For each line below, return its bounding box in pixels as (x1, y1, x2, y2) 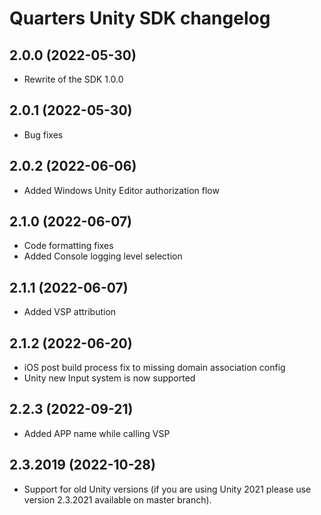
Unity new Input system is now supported (23, 372, 196, 384)
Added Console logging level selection (23, 250, 183, 262)
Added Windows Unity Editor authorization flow (23, 184, 220, 196)
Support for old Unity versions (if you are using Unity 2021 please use (23, 483, 312, 495)
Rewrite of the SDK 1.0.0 (23, 73, 124, 85)
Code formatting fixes (23, 240, 114, 252)
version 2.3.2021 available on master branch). (23, 493, 212, 506)
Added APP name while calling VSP (23, 427, 171, 439)
